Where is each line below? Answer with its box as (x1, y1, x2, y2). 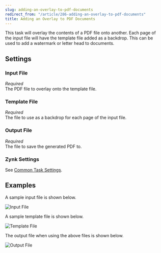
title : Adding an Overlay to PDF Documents (5, 16, 96, 21)
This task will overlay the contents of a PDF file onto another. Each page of (5, 30, 156, 36)
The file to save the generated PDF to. (5, 144, 82, 149)
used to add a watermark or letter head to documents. (5, 40, 114, 46)
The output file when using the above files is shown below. (5, 232, 124, 238)
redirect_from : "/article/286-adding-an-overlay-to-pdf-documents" (5, 12, 146, 17)
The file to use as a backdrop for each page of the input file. (5, 114, 127, 121)
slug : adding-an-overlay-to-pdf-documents (5, 7, 93, 12)
